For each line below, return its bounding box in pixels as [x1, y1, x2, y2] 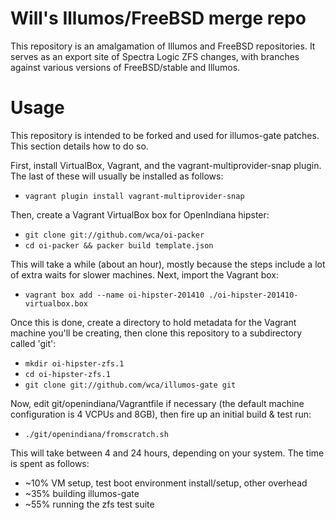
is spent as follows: [10, 457, 90, 469]
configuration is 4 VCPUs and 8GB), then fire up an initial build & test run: [10, 408, 312, 420]
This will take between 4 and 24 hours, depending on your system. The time [10, 447, 325, 459]
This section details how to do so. [10, 140, 149, 152]
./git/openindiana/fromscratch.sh [24, 429, 169, 439]
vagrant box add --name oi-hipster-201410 [24, 290, 205, 300]
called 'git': [10, 337, 57, 349]
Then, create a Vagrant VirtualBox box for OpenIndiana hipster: [10, 208, 270, 221]
